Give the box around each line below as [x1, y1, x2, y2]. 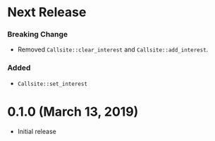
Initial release [17, 127, 56, 135]
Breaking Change [7, 30, 68, 39]
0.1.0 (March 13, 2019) [7, 104, 139, 120]
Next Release [7, 4, 87, 20]
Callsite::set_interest [17, 80, 88, 87]
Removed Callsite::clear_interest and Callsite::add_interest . [17, 45, 209, 54]
